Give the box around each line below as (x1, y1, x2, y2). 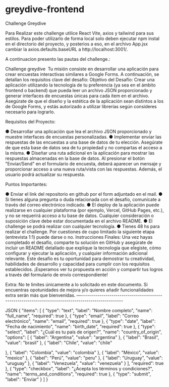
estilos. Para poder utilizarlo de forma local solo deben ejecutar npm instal (5, 35, 160, 41)
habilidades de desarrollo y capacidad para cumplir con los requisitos (5, 261, 150, 267)
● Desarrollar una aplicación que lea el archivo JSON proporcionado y (5, 128, 152, 135)
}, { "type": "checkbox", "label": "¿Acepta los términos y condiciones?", (5, 365, 153, 371)
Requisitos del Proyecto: (5, 118, 55, 124)
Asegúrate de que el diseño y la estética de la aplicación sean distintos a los (5, 98, 164, 104)
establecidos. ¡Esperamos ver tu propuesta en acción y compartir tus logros (5, 266, 163, 272)
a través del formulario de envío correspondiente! (5, 272, 108, 278)
